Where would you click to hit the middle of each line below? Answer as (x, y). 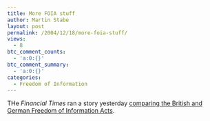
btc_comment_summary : (38, 65)
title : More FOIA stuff (41, 13)
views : (17, 39)
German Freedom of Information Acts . (61, 111)
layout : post (26, 26)
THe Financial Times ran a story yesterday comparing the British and (105, 103)
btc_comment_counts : (37, 52)
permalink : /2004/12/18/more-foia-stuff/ (67, 33)
